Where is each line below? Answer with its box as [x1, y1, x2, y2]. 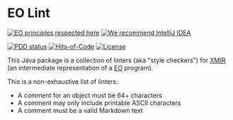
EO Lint [7, 5, 51, 21]
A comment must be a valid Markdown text [17, 106, 143, 114]
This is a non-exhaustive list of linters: [7, 77, 118, 86]
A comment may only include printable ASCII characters [17, 98, 181, 107]
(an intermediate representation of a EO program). [7, 63, 154, 72]
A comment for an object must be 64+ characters [17, 91, 163, 99]
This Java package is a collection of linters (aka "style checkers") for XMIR [7, 55, 226, 65]
